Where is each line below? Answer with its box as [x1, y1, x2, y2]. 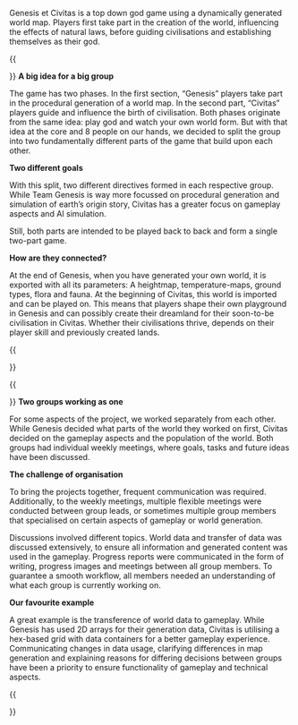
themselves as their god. [9, 36, 100, 47]
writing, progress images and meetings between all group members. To [9, 561, 273, 571]
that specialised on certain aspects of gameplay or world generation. [9, 515, 263, 525]
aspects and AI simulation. [9, 209, 106, 218]
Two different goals [9, 163, 83, 173]
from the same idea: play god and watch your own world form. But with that [9, 116, 288, 127]
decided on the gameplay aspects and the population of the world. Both [9, 433, 275, 443]
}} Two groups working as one [9, 397, 123, 406]
